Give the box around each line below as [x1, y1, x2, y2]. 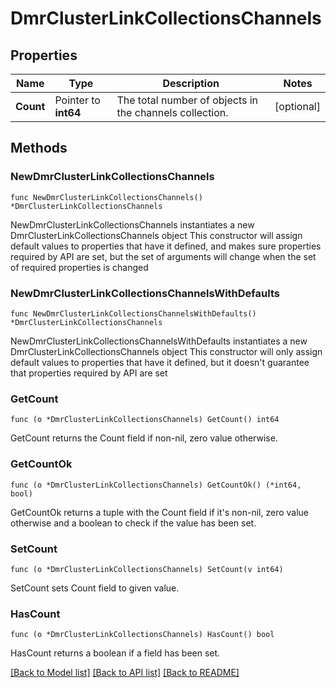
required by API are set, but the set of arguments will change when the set [10, 250, 317, 262]
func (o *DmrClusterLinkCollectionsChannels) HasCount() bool [10, 630, 275, 640]
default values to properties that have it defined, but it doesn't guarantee [10, 356, 310, 368]
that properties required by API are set [10, 367, 168, 379]
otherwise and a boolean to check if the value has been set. [10, 517, 257, 529]
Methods [10, 140, 68, 157]
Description [162, 77, 220, 90]
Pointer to [54, 93, 101, 107]
